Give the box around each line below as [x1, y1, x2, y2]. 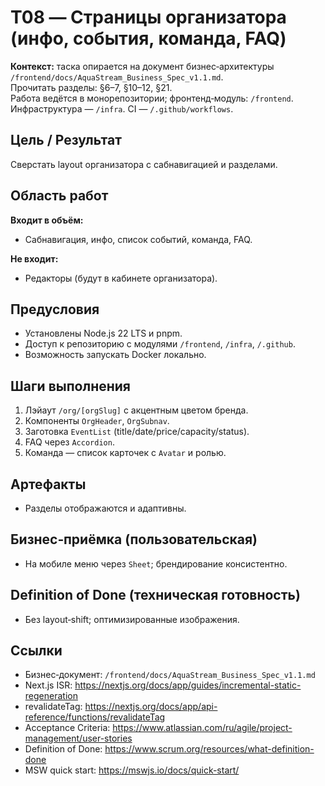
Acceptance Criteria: [24, 722, 111, 734]
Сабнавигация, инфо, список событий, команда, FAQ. [24, 233, 253, 245]
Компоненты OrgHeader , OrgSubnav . [24, 415, 170, 427]
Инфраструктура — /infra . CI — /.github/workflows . [10, 102, 234, 115]
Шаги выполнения [10, 377, 131, 395]
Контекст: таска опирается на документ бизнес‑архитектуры [10, 60, 275, 72]
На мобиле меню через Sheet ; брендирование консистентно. [24, 557, 288, 570]
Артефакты [10, 476, 87, 493]
